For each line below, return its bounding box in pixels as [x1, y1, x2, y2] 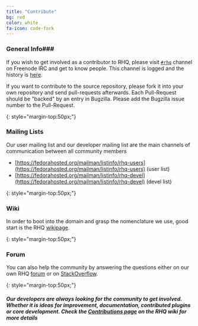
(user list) [146, 165, 170, 172]
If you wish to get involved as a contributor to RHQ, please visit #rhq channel [6, 58, 193, 65]
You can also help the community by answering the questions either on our [6, 264, 190, 271]
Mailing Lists [6, 128, 44, 136]
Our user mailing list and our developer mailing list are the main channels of [6, 141, 191, 148]
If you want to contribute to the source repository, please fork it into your [6, 83, 184, 90]
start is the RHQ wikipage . [6, 224, 70, 232]
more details [6, 314, 38, 321]
